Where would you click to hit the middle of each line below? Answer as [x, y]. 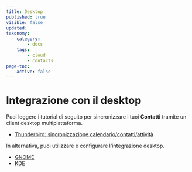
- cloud [36, 55]
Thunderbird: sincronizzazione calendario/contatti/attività [84, 134]
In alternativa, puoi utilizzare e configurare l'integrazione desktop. [85, 146]
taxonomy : [18, 33]
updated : [17, 28]
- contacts [40, 60]
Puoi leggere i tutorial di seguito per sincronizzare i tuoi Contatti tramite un [96, 117]
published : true [26, 17]
